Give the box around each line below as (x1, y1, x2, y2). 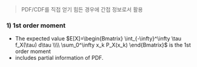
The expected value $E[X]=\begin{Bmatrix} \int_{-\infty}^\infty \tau (15, 35, 182, 42)
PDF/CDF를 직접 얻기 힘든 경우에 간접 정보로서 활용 (21, 6, 144, 13)
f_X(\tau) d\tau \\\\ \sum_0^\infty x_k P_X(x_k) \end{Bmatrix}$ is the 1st (15, 42, 191, 49)
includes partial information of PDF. (15, 54, 104, 62)
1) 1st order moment (6, 21, 65, 30)
